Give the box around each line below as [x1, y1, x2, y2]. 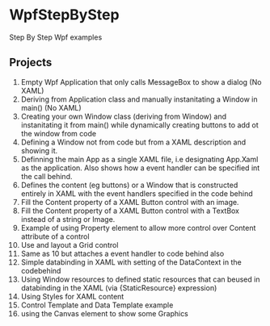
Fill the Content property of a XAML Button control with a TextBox [20, 206, 240, 215]
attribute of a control [20, 232, 90, 241]
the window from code [20, 128, 96, 138]
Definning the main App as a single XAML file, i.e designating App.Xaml [20, 154, 259, 164]
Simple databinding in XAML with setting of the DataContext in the [20, 257, 242, 267]
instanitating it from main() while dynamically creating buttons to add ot [20, 119, 259, 130]
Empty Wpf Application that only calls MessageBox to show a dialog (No [20, 77, 262, 86]
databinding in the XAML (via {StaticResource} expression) [20, 282, 217, 292]
